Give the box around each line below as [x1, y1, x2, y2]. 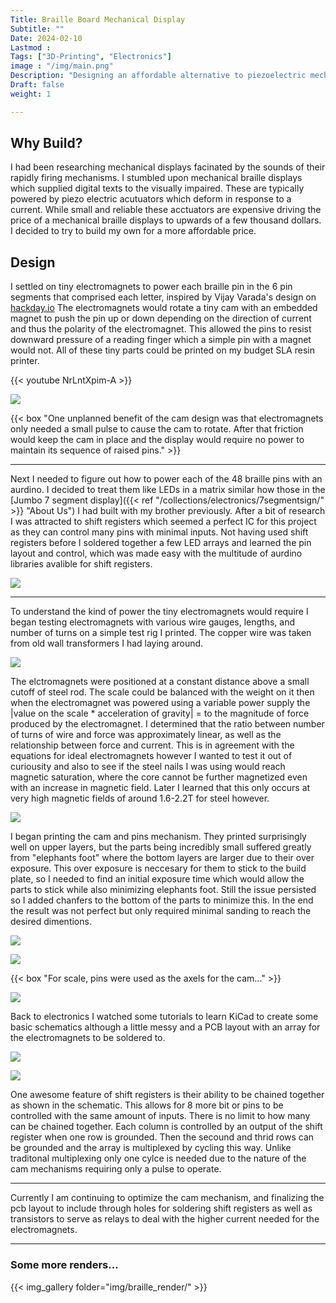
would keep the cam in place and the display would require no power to [10, 434, 305, 446]
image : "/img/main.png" [10, 61, 114, 71]
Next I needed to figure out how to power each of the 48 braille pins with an [10, 473, 323, 485]
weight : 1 [10, 89, 52, 99]
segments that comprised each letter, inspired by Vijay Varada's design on [10, 291, 317, 303]
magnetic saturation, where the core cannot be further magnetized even [10, 771, 308, 783]
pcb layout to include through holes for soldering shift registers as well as [10, 1202, 313, 1215]
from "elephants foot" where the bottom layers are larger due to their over [10, 852, 315, 864]
